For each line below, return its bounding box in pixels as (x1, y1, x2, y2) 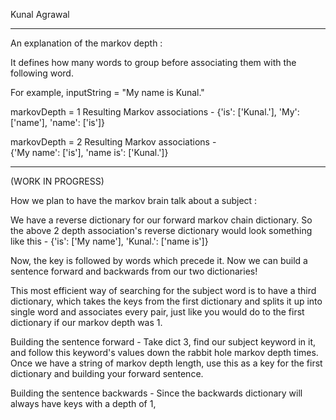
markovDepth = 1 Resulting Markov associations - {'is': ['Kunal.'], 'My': (10, 106, 300, 118)
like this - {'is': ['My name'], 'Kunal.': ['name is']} (10, 235, 209, 247)
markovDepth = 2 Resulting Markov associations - (10, 136, 217, 148)
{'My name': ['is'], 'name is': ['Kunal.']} (10, 147, 169, 158)
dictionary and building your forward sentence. (10, 368, 204, 379)
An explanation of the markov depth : (10, 37, 163, 49)
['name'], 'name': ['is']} (10, 117, 106, 128)
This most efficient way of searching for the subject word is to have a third (10, 285, 317, 296)
